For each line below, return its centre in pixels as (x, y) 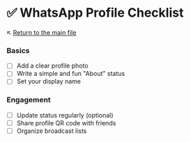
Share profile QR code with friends (66, 123)
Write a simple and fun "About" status (71, 74)
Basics (18, 50)
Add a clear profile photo (52, 66)
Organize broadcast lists (52, 131)
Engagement (29, 100)
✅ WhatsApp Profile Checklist (95, 13)
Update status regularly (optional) (65, 115)
